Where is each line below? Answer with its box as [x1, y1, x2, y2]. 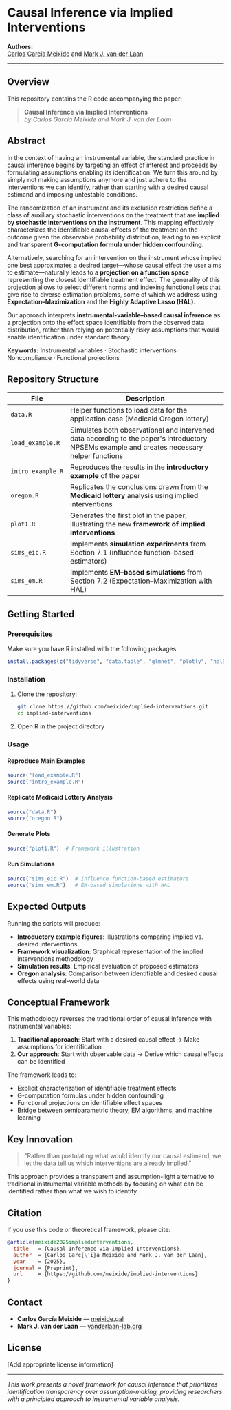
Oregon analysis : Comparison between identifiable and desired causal [16, 969, 218, 977]
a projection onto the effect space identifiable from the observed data [7, 318, 205, 326]
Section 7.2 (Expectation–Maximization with [69, 576, 212, 586]
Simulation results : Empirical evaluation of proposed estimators [16, 962, 199, 970]
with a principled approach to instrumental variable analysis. [7, 1395, 180, 1403]
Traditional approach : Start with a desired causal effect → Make [16, 1035, 200, 1044]
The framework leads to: [7, 1071, 77, 1079]
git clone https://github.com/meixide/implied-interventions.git [16, 704, 208, 711]
